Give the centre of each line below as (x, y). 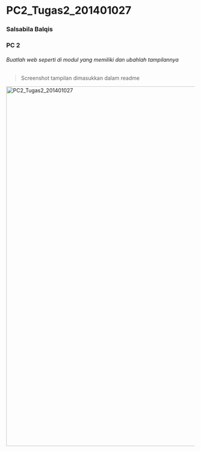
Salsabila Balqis (30, 29)
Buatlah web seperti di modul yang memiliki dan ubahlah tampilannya (92, 59)
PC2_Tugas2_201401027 (69, 10)
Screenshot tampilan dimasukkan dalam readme (80, 78)
